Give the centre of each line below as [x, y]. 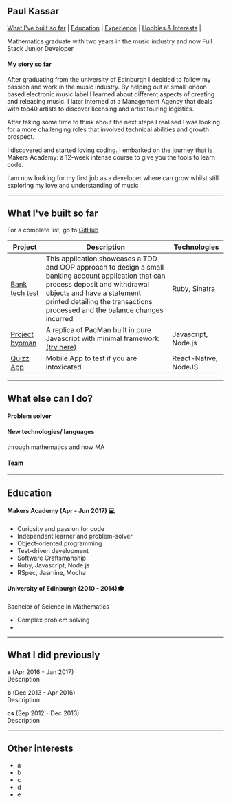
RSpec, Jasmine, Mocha [51, 572]
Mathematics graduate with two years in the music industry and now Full [110, 41]
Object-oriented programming [59, 543]
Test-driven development [53, 550]
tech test [25, 293]
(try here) [61, 347]
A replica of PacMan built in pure [98, 329]
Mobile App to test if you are [91, 358]
